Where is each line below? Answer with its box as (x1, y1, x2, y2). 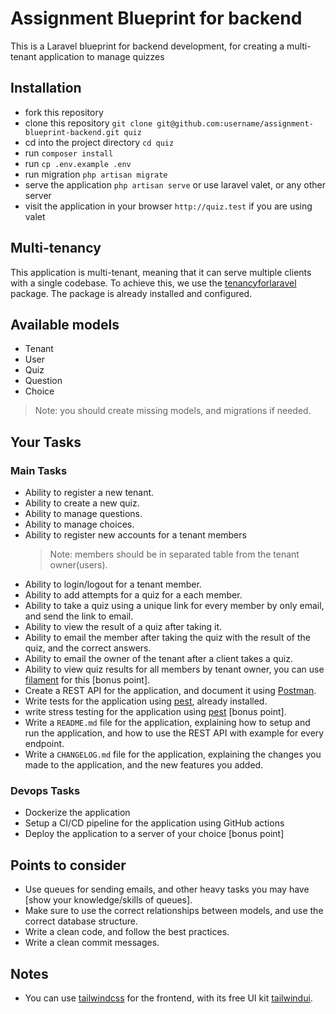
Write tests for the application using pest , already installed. (24, 695, 268, 707)
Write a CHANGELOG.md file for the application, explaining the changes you (24, 748, 322, 761)
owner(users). (49, 559, 108, 571)
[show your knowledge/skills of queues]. (24, 894, 193, 906)
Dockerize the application (24, 807, 131, 819)
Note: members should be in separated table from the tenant (49, 548, 300, 561)
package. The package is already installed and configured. (10, 287, 253, 299)
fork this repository (24, 106, 104, 118)
